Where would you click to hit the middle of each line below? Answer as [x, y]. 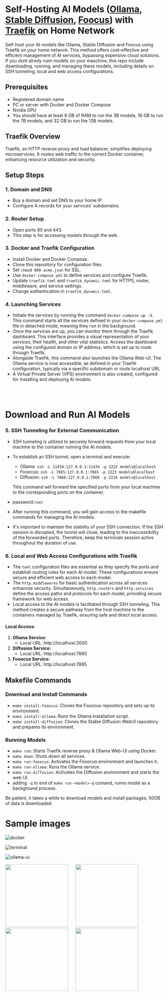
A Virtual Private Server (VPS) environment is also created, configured [85, 374]
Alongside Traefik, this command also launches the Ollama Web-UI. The [87, 358]
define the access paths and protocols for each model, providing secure [87, 593]
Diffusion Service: [32, 648]
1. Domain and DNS [29, 189]
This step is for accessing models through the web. [65, 235]
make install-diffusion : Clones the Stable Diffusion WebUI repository [85, 721]
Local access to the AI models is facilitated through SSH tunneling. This [86, 604]
